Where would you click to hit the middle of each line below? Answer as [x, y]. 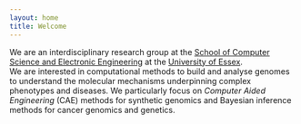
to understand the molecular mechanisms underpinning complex [130, 81]
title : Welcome [38, 26]
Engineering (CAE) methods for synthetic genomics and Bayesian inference [150, 100]
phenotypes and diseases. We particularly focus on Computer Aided [138, 91]
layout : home [34, 18]
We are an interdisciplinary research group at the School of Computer [140, 52]
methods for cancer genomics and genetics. [92, 110]
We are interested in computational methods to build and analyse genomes [150, 71]
